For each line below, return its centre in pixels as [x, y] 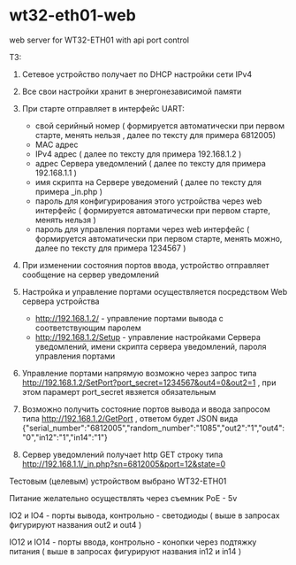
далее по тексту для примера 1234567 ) [110, 248]
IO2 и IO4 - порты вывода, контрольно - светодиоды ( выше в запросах [144, 515]
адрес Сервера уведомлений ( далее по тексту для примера [151, 163]
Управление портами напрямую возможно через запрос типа [139, 373]
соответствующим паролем [88, 328]
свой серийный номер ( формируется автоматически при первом [160, 126]
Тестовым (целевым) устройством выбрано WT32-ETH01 [118, 481]
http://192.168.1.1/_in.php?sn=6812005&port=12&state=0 [124, 464]
